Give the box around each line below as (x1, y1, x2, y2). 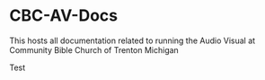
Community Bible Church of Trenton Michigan (9, 44, 180, 55)
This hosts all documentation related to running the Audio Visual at (9, 35, 256, 46)
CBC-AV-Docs (9, 5, 119, 26)
